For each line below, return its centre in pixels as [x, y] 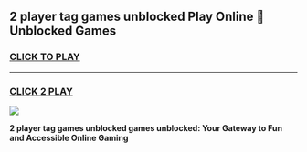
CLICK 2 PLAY [41, 91]
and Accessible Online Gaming [69, 137]
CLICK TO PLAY [45, 57]
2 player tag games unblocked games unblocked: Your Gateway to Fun [146, 127]
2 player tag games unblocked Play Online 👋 [137, 17]
